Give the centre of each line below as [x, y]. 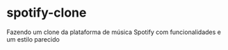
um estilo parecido [33, 39]
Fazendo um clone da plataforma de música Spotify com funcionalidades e [114, 32]
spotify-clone [47, 13]
